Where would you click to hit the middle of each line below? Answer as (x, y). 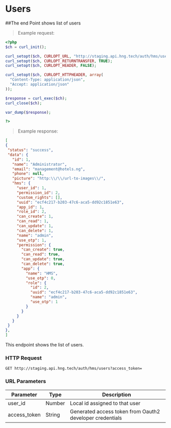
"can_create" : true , (43, 250)
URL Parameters (26, 382)
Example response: (38, 131)
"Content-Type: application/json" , (48, 80)
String (53, 415)
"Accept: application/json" (40, 85)
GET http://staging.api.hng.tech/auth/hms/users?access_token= (74, 369)
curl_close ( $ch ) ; (24, 103)
